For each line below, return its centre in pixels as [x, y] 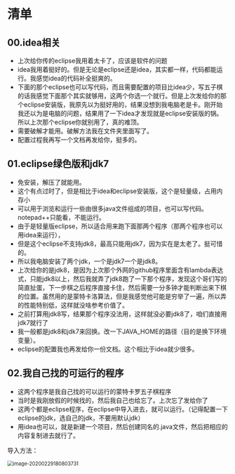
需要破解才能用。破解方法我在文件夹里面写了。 [85, 131]
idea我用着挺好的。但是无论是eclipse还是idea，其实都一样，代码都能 [117, 70]
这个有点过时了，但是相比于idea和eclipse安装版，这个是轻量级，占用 [117, 191]
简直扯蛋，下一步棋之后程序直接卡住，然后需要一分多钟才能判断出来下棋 [122, 287]
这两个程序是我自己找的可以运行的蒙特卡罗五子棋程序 [94, 391]
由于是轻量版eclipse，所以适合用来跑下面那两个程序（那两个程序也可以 [120, 226]
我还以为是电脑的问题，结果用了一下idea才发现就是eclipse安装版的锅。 [120, 113]
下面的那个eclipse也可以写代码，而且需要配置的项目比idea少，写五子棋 [120, 87]
